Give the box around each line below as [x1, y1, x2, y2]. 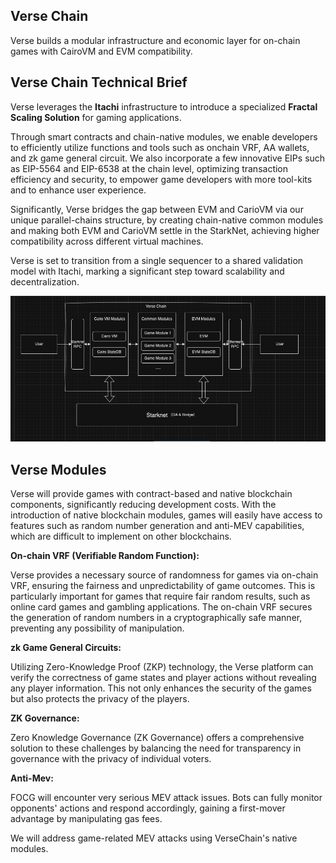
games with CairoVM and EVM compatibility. [10, 45, 193, 57]
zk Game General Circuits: [10, 642, 122, 654]
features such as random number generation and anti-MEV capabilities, [10, 520, 305, 532]
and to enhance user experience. [10, 184, 147, 196]
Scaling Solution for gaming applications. [10, 111, 182, 123]
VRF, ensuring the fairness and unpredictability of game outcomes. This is [10, 580, 316, 592]
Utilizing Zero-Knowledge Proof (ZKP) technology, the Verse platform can [10, 661, 314, 673]
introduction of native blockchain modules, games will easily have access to [10, 509, 323, 521]
